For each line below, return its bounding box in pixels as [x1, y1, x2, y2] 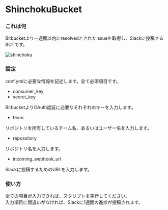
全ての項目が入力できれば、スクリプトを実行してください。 [5, 193, 130, 199]
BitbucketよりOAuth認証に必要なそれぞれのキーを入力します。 [5, 104, 136, 110]
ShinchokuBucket [5, 4, 82, 15]
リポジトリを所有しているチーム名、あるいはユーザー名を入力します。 [5, 125, 152, 131]
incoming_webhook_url [12, 155, 61, 162]
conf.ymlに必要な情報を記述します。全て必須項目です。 [5, 78, 121, 84]
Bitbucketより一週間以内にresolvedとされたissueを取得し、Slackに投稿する [5, 35, 164, 41]
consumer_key [12, 88, 44, 94]
